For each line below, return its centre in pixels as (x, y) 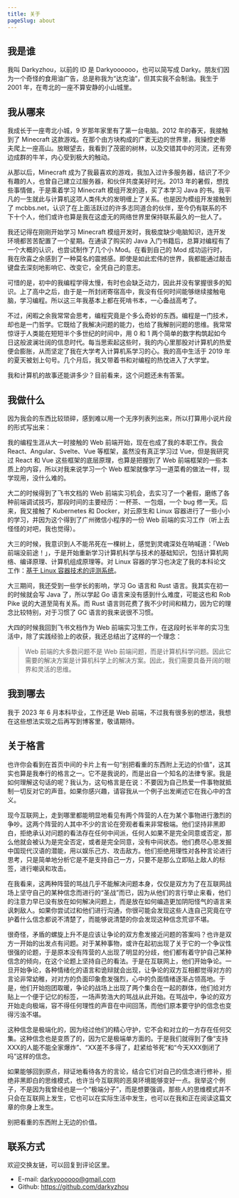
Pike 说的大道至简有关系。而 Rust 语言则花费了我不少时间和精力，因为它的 (116, 603)
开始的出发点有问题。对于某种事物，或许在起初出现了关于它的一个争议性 (126, 943)
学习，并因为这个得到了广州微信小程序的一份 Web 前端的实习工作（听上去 (121, 520)
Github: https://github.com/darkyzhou (73, 1187)
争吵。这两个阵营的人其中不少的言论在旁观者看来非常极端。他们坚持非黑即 (116, 824)
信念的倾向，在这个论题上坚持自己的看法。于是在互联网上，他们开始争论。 (116, 961)
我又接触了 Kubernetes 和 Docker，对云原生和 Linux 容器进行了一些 (119, 510)
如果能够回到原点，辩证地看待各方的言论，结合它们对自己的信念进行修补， (116, 1071)
